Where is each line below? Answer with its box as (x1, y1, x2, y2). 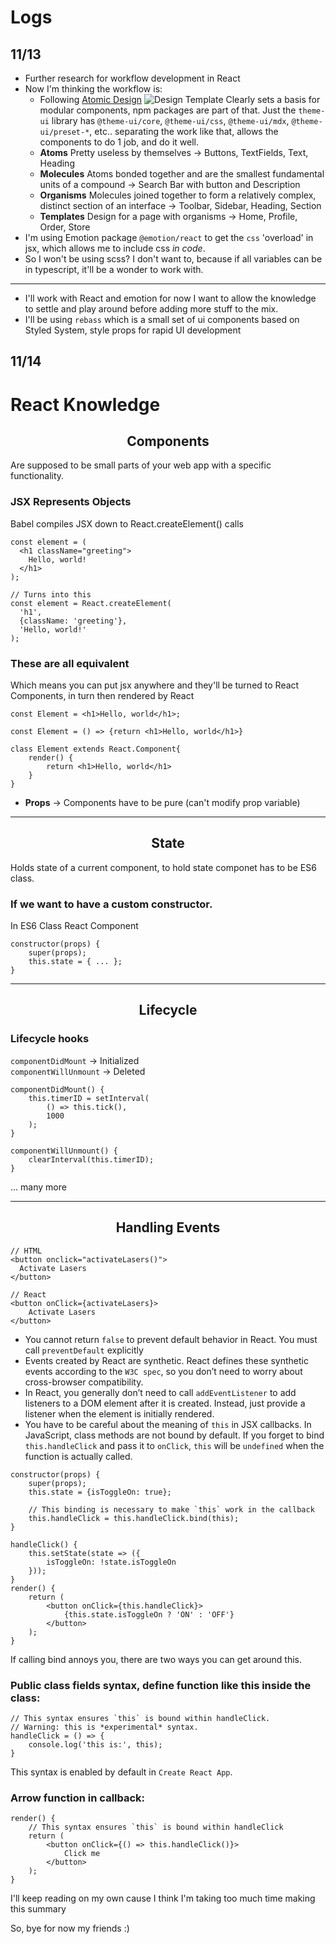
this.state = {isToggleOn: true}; (28, 1487, 172, 1497)
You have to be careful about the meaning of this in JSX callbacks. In (24, 1418, 312, 1430)
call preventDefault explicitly (24, 1344, 144, 1356)
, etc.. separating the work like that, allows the (89, 126, 279, 137)
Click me (63, 1849, 101, 1859)
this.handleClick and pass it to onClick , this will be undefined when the (24, 1439, 325, 1451)
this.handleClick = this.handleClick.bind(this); (28, 1513, 240, 1523)
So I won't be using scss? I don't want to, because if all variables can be (24, 253, 323, 265)
